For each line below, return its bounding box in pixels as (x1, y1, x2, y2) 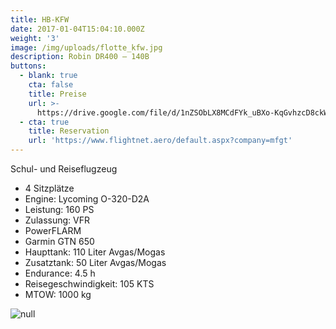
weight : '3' (10, 33, 60, 43)
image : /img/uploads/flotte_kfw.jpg (10, 42, 163, 53)
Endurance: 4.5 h (24, 267, 96, 279)
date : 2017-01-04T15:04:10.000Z (10, 24, 145, 34)
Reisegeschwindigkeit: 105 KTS (24, 278, 155, 290)
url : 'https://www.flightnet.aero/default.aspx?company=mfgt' (28, 136, 293, 146)
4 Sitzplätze (24, 182, 75, 194)
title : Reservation (28, 126, 110, 136)
